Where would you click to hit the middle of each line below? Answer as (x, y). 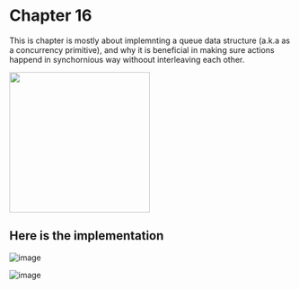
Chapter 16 (51, 16)
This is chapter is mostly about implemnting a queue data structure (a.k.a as (149, 40)
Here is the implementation (87, 236)
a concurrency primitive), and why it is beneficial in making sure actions (142, 49)
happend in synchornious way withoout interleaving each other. (127, 59)
